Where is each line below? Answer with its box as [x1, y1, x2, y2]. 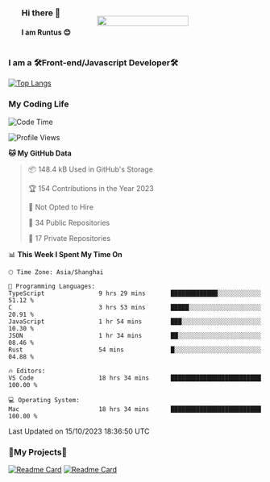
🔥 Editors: [8, 367, 46, 375]
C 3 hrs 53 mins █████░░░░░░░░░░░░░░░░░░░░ [8, 303, 262, 311]
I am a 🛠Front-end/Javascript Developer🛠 [8, 57, 179, 69]
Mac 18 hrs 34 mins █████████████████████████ [8, 405, 262, 413]
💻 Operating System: [8, 396, 81, 404]
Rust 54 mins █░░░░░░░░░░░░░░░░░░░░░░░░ [8, 346, 262, 354]
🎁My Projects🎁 [8, 447, 68, 458]
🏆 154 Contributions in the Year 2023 [27, 183, 155, 193]
